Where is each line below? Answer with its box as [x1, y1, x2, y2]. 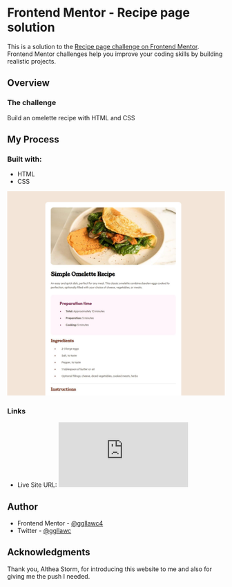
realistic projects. [7, 57, 57, 65]
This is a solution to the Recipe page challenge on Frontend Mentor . [7, 42, 200, 50]
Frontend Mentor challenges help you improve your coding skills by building [7, 50, 223, 58]
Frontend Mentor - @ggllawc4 [17, 519, 104, 527]
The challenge [7, 98, 57, 108]
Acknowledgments [7, 546, 91, 558]
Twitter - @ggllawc [17, 526, 72, 534]
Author [7, 501, 38, 512]
